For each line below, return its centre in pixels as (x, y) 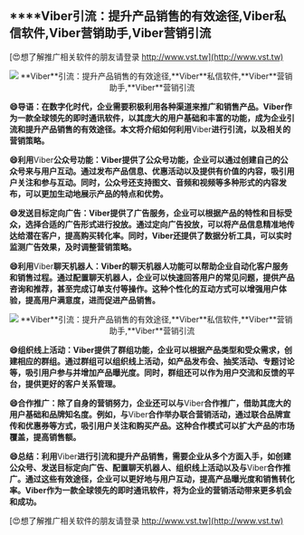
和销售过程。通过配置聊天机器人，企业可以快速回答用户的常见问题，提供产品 (152, 277)
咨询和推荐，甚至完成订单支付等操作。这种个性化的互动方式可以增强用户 (144, 289)
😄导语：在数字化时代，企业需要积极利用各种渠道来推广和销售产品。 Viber (147, 106)
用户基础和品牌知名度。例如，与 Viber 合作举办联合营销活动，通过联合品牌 (146, 414)
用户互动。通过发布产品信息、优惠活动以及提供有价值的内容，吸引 (163, 171)
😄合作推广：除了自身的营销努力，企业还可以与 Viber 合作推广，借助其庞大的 (150, 403)
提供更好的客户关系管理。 (72, 384)
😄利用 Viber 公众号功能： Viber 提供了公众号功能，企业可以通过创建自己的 (145, 159)
